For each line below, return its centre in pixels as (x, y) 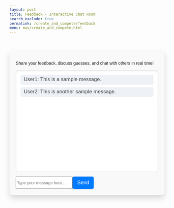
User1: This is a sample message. (63, 79)
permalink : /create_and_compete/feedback (53, 23)
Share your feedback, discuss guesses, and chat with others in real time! (85, 63)
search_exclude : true (32, 19)
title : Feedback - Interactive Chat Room (53, 14)
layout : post (23, 10)
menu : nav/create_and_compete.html (46, 28)
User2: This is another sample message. (70, 92)
